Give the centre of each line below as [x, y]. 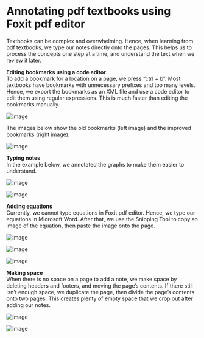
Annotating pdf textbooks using [89, 11]
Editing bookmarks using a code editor [56, 72]
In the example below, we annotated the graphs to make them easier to [95, 164]
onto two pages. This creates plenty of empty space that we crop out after [100, 298]
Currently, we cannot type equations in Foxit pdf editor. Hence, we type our [101, 212]
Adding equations [30, 206]
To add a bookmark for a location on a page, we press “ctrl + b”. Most [93, 78]
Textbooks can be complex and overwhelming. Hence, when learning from [100, 41]
